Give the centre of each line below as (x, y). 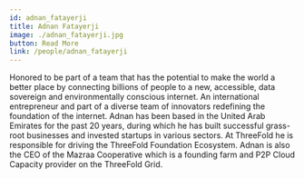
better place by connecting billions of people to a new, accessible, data (142, 87)
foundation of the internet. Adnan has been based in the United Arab (137, 116)
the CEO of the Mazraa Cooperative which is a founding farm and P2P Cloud (152, 154)
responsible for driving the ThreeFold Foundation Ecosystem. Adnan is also (150, 145)
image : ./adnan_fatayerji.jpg (67, 35)
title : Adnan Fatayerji (54, 26)
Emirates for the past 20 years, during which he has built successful (137, 126)
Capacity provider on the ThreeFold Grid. (86, 164)
